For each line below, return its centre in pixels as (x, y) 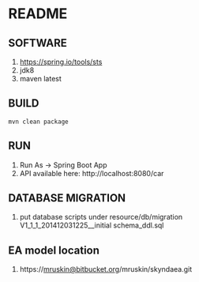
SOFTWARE (38, 43)
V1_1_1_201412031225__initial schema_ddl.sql (92, 225)
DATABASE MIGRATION (67, 198)
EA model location (54, 250)
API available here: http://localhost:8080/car (92, 173)
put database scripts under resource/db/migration (101, 217)
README (38, 14)
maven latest (40, 79)
